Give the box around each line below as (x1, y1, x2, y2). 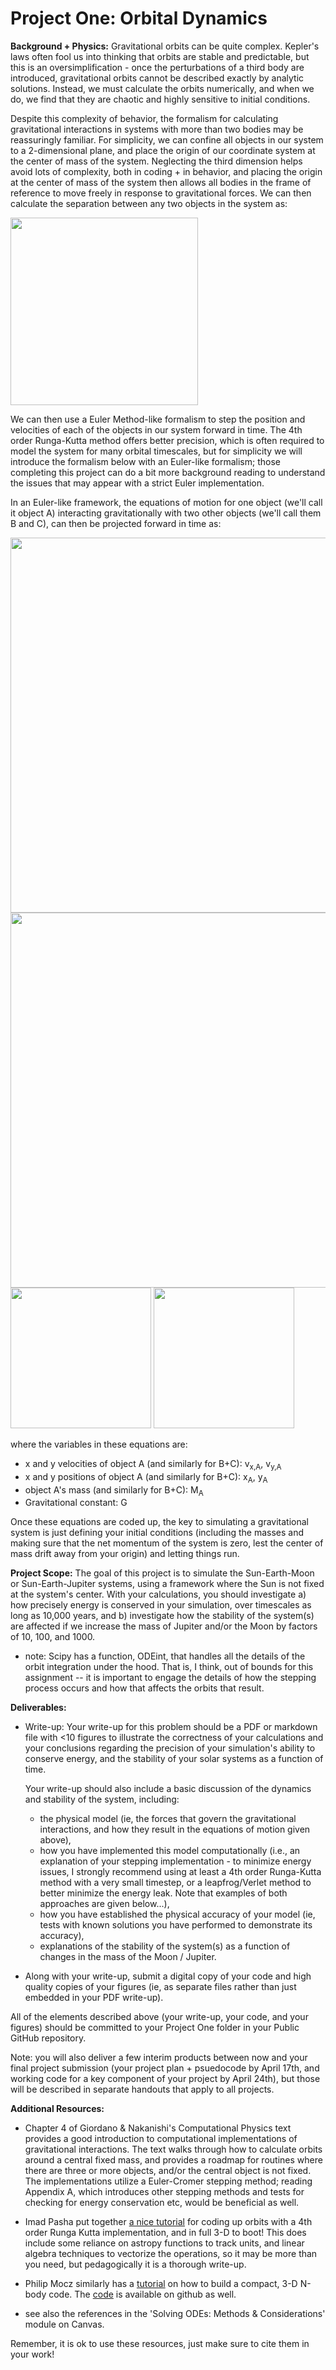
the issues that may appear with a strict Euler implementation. (10, 477, 265, 489)
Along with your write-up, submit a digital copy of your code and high (24, 1970, 312, 1982)
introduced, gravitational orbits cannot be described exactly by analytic (10, 72, 305, 84)
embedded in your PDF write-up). (24, 1992, 164, 2004)
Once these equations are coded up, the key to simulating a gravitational (10, 1516, 309, 1528)
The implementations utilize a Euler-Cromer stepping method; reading (24, 2175, 313, 2187)
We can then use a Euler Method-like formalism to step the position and (10, 413, 306, 425)
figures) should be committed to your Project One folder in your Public (10, 2022, 300, 2034)
